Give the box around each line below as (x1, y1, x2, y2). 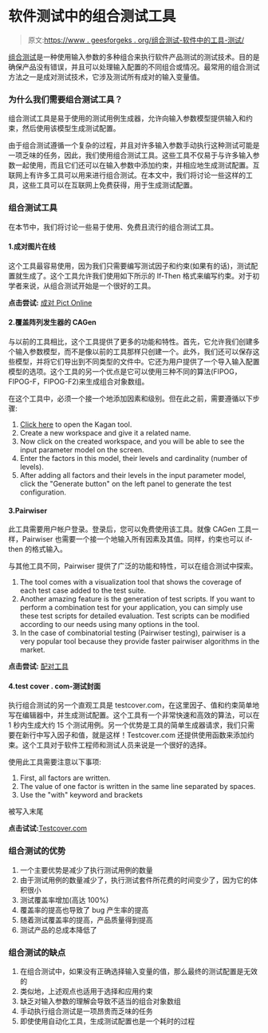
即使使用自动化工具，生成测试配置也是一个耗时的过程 (19, 1016, 195, 1026)
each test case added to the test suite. (19, 585, 146, 595)
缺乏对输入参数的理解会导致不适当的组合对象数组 (19, 996, 181, 1006)
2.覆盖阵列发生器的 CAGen (8, 317, 97, 327)
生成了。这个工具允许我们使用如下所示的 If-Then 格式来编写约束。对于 (22, 270, 253, 280)
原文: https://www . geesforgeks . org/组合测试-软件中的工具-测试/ (27, 35, 245, 45)
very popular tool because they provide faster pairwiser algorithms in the (19, 637, 260, 646)
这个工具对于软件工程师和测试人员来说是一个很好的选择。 (22, 740, 211, 750)
